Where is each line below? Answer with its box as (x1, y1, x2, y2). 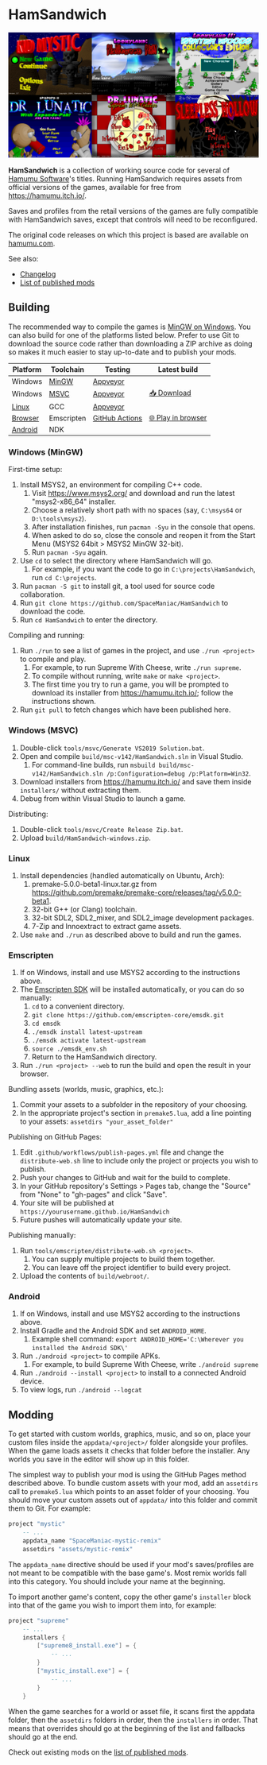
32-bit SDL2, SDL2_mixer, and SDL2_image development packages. (31, 912, 254, 923)
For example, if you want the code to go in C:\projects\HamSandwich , (31, 564, 256, 574)
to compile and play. (19, 654, 87, 664)
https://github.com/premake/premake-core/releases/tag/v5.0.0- (31, 888, 242, 897)
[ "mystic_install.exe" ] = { (37, 1667, 130, 1675)
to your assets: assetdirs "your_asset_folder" (19, 1117, 174, 1126)
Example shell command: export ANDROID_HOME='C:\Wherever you (31, 1334, 244, 1344)
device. (19, 1376, 44, 1386)
